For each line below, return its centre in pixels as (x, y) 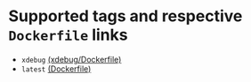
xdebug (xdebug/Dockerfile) (71, 59)
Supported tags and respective (125, 16)
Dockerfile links (68, 35)
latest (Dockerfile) (56, 69)
